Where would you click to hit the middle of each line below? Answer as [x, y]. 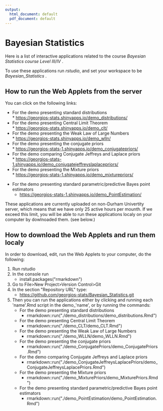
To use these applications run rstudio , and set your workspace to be [74, 71]
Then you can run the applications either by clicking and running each [82, 300]
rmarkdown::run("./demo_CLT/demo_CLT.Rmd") [74, 326]
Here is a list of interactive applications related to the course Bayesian [75, 56]
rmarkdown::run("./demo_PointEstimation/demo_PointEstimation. [92, 398]
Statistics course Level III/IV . [34, 61]
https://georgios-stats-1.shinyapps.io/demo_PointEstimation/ [80, 195]
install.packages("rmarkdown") [51, 279]
